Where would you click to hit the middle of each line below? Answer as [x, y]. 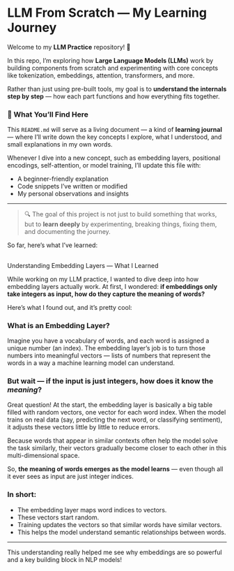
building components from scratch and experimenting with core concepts [113, 68]
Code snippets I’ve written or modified [72, 186]
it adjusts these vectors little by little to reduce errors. [84, 427]
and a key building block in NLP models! [65, 559]
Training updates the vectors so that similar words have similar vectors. [119, 524]
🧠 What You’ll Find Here [48, 114]
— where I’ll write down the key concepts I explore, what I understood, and [115, 137]
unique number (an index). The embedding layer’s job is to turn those [106, 348]
